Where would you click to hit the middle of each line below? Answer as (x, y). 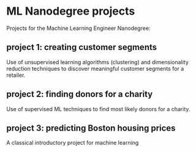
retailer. (16, 75)
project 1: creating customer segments (82, 47)
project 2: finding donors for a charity (80, 94)
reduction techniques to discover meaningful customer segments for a (95, 68)
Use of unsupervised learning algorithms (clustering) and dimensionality (97, 62)
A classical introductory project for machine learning (73, 143)
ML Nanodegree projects (71, 11)
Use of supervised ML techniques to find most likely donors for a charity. (98, 109)
